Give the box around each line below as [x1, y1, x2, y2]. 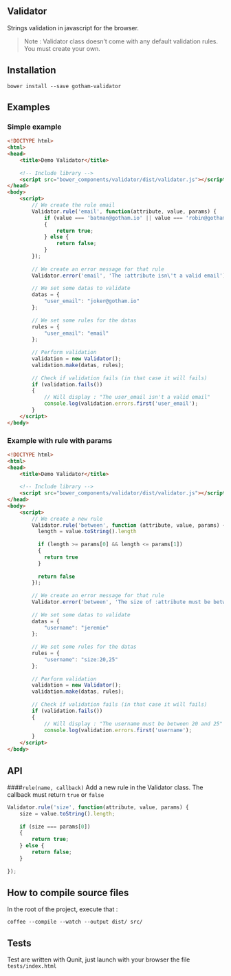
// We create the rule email [32, 202, 115, 209]
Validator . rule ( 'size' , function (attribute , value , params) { [7, 804, 189, 811]
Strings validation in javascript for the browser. [7, 23, 140, 32]
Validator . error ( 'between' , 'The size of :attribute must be [32, 599, 211, 605]
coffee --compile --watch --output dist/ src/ [7, 919, 143, 926]
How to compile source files [7, 886, 129, 898]
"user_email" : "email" [43, 330, 109, 337]
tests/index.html [7, 963, 57, 970]
